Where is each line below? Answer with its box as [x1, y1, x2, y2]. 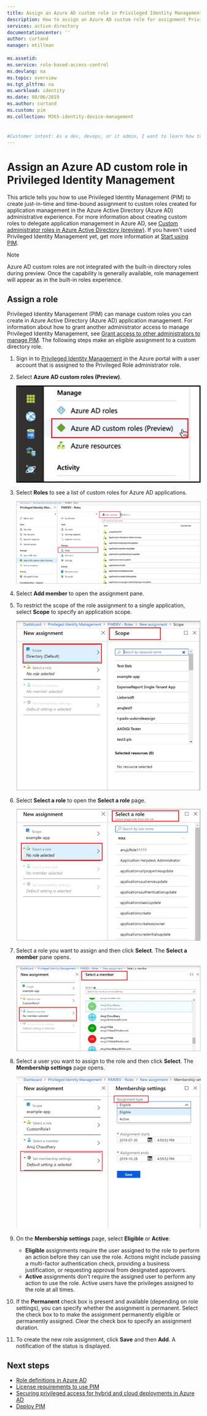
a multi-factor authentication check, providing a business [25, 1260, 170, 1267]
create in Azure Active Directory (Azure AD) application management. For [7, 317, 193, 324]
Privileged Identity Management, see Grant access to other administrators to [7, 330, 201, 337]
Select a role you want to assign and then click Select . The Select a [15, 947, 187, 954]
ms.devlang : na [7, 68, 46, 74]
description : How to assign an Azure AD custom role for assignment [7, 16, 186, 23]
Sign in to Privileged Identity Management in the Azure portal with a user [15, 355, 200, 362]
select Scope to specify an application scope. [15, 608, 132, 616]
